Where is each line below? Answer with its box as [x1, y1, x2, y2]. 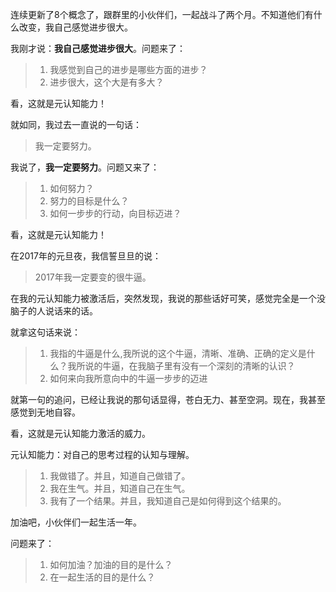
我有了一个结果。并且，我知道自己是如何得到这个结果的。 [49, 495, 287, 507]
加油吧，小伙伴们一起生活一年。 [10, 516, 142, 528]
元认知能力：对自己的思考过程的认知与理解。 [10, 449, 195, 460]
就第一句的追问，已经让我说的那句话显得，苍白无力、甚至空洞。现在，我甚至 [10, 394, 326, 405]
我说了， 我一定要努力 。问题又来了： [10, 161, 160, 173]
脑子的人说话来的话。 [10, 305, 98, 317]
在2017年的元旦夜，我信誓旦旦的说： [10, 250, 162, 262]
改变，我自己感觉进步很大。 [18, 21, 133, 33]
